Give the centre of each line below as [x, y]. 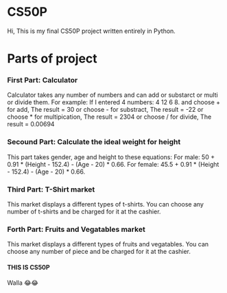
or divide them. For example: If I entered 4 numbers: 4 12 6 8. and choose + [114, 102]
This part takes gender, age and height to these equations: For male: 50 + [111, 157]
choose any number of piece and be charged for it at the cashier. [99, 252]
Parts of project [52, 59]
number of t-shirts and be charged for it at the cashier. [84, 212]
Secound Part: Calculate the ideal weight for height [94, 142]
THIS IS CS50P [28, 267]
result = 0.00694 [31, 124]
